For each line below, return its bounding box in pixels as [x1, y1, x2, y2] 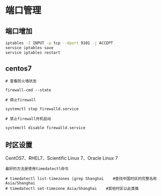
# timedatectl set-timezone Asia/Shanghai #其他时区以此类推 [5, 186, 139, 191]
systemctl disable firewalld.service [5, 125, 86, 130]
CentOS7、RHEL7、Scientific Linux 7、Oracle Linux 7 [5, 155, 118, 161]
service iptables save [5, 45, 54, 50]
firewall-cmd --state [5, 88, 52, 93]
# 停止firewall [5, 98, 36, 103]
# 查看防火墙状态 [5, 79, 37, 84]
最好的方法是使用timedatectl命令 [5, 166, 69, 171]
